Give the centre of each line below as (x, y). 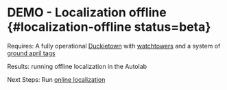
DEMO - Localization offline (87, 13)
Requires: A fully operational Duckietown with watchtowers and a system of (114, 46)
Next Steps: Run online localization (56, 79)
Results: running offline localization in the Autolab (77, 66)
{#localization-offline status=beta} (109, 27)
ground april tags (32, 53)
